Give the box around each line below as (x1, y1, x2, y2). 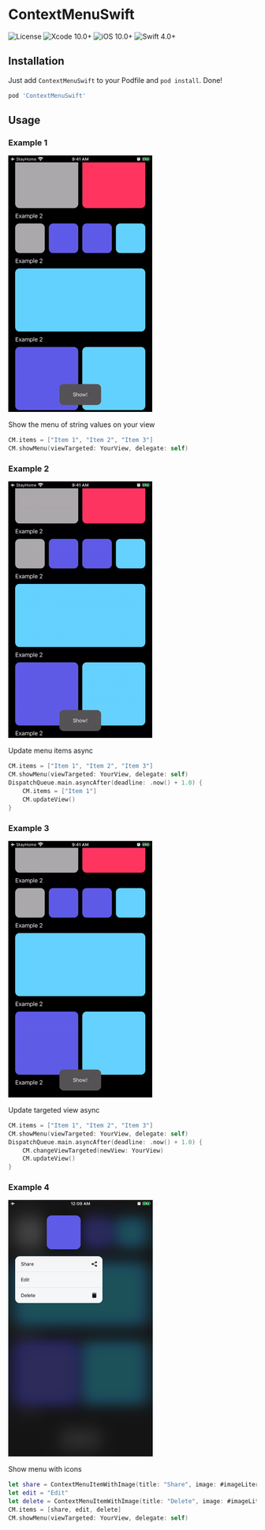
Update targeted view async (8, 1105, 100, 1114)
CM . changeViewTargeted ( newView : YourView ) (22, 1147, 164, 1154)
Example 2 (8, 463, 50, 474)
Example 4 (8, 1182, 50, 1193)
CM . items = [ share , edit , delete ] (8, 1506, 122, 1514)
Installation (8, 54, 65, 68)
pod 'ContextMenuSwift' (8, 92, 87, 99)
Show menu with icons (8, 1465, 82, 1474)
